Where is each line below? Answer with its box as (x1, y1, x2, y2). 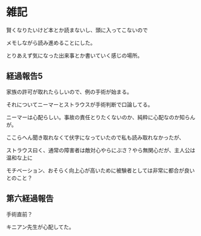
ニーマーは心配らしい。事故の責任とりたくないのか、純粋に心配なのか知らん (6, 113, 196, 120)
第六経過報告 (6, 193, 54, 204)
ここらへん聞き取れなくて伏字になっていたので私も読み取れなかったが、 (6, 134, 185, 141)
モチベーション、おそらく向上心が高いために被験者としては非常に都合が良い (6, 167, 195, 174)
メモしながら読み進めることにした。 (6, 39, 96, 46)
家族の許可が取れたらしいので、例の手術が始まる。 (6, 88, 133, 95)
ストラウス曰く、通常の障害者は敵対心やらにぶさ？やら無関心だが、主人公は (6, 146, 196, 153)
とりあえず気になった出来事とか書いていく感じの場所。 (6, 52, 143, 59)
